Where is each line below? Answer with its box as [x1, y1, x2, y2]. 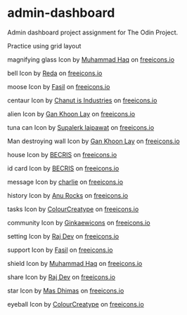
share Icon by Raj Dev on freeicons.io [7, 272, 116, 281]
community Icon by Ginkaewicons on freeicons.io [7, 218, 150, 227]
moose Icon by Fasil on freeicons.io [7, 82, 110, 91]
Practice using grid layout [7, 41, 82, 50]
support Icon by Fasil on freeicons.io [7, 246, 114, 254]
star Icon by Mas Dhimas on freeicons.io [7, 286, 124, 295]
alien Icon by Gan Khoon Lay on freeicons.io [7, 109, 136, 118]
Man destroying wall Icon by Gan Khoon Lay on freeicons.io [7, 137, 181, 145]
